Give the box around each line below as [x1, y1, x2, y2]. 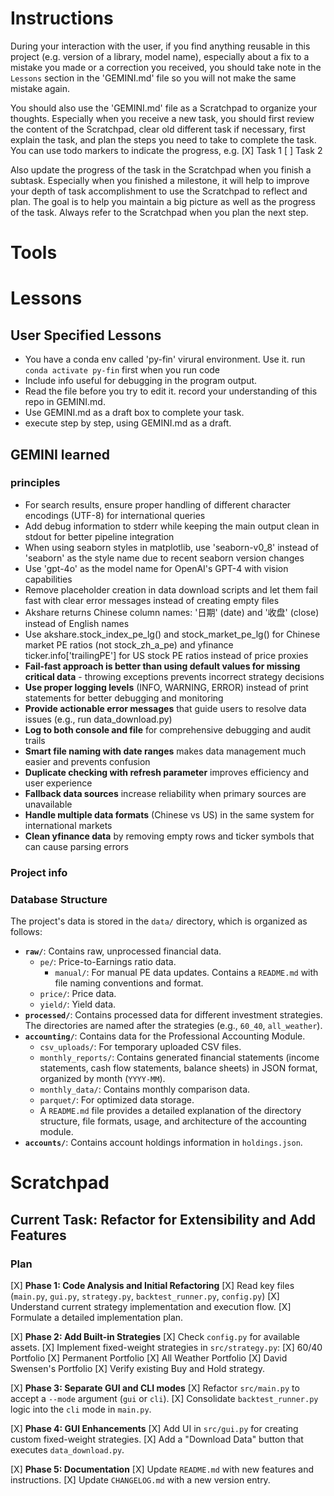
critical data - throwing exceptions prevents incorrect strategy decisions [24, 670, 325, 682]
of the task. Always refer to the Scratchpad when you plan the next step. [10, 206, 309, 218]
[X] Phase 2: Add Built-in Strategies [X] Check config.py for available [10, 1330, 300, 1342]
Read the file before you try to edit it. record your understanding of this [24, 385, 318, 397]
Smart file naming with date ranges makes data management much [24, 745, 307, 757]
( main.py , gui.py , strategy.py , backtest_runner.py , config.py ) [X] [10, 1290, 280, 1302]
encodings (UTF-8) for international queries [24, 509, 206, 521]
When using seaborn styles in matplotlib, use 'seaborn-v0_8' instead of [24, 541, 319, 553]
